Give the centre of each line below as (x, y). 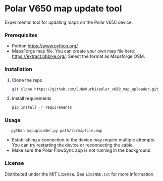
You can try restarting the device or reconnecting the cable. (73, 145)
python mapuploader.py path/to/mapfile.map (57, 131)
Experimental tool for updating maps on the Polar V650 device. (69, 22)
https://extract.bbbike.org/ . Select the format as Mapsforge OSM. (78, 56)
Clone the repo (27, 80)
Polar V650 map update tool (63, 9)
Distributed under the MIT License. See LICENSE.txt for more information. (80, 174)
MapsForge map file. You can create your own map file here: (74, 51)
